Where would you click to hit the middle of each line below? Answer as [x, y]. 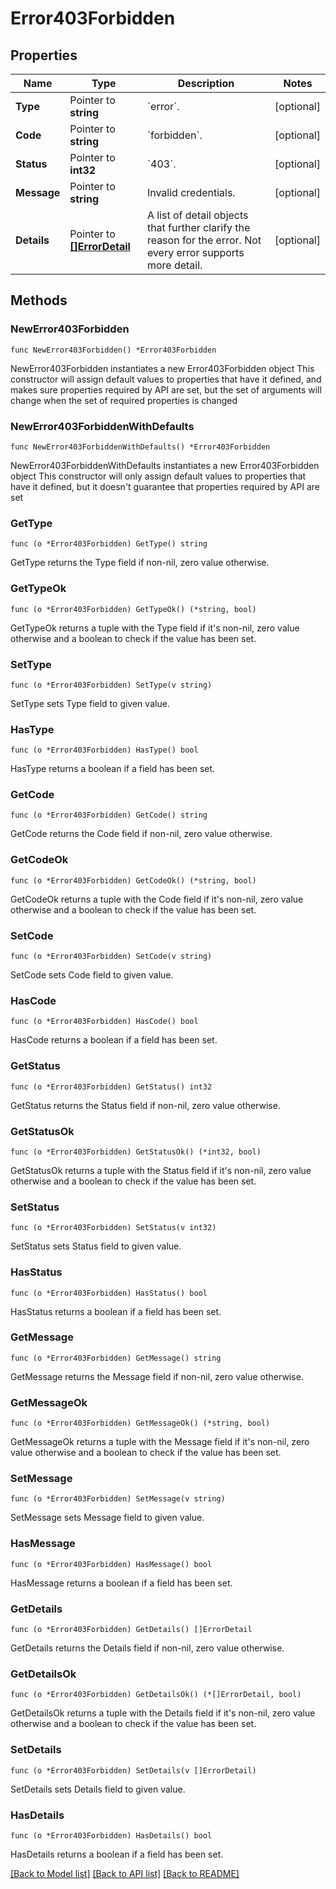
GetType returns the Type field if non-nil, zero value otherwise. [140, 563]
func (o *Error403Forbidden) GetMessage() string [116, 1358]
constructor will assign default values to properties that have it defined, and [166, 379]
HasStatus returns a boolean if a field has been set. [116, 1311]
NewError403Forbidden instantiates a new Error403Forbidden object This [162, 368]
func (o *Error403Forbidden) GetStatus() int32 [111, 1087]
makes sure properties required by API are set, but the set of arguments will [166, 389]
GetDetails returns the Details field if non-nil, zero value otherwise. [147, 1648]
